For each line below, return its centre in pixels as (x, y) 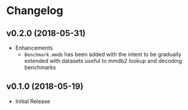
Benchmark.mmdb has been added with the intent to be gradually (103, 54)
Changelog (35, 11)
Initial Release (33, 101)
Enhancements (34, 48)
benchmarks (40, 67)
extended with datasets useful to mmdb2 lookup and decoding (103, 61)
